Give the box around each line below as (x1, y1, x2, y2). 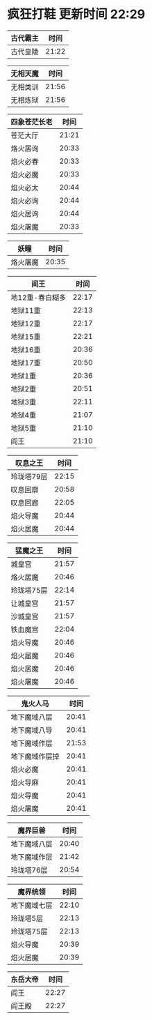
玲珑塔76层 (10, 865, 48, 875)
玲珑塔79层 (10, 471, 48, 481)
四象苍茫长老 (10, 116, 53, 126)
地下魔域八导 (10, 725, 53, 735)
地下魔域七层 (10, 900, 53, 910)
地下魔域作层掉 (10, 751, 60, 761)
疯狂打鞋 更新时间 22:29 (7, 6, 146, 22)
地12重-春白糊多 (10, 292, 67, 302)
